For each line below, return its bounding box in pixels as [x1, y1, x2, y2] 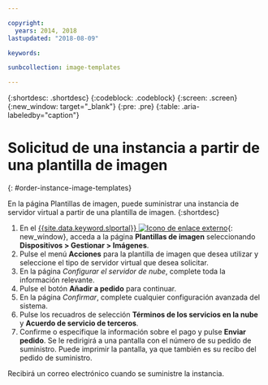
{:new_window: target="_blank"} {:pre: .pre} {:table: [7, 102, 180, 112]
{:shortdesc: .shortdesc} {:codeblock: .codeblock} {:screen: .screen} [7, 93, 238, 103]
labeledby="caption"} [7, 111, 80, 120]
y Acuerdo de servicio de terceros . [19, 318, 139, 328]
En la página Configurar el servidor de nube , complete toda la [19, 266, 226, 277]
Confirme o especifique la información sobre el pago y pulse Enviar [19, 327, 247, 337]
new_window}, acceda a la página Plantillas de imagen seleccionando [19, 232, 256, 242]
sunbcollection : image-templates [7, 63, 121, 72]
